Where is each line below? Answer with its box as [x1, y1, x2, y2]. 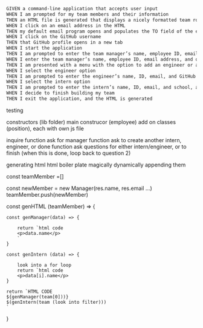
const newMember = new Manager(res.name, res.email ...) [6, 185, 152, 192]
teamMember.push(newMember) [6, 191, 89, 198]
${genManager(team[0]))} [6, 294, 69, 300]
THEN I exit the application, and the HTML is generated [6, 96, 153, 102]
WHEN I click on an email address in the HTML [6, 22, 126, 28]
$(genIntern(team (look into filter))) [6, 299, 107, 305]
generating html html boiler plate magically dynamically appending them [6, 161, 186, 168]
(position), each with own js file [6, 125, 85, 132]
